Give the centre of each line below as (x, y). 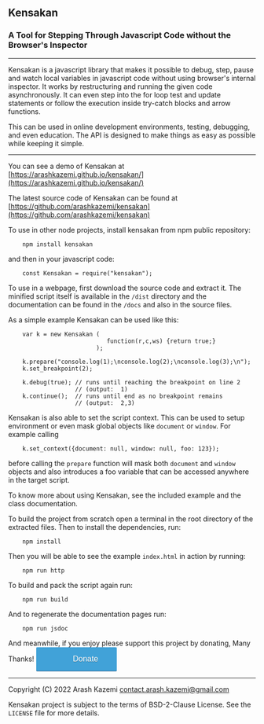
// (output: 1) (101, 389)
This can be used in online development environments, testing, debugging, (129, 127)
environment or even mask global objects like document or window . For (119, 426)
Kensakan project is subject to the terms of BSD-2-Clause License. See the (130, 704)
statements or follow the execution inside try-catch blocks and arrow (119, 103)
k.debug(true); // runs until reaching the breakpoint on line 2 (132, 382)
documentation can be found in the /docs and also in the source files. (120, 304)
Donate (86, 659)
